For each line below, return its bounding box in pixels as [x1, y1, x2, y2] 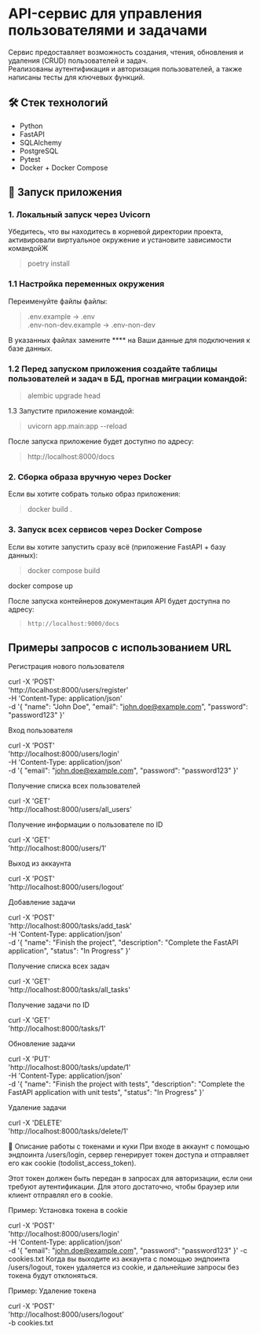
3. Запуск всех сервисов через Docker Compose [8, 524, 203, 535]
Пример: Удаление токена [8, 1286, 97, 1295]
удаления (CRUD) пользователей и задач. [8, 56, 148, 65]
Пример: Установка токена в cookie [8, 1206, 128, 1215]
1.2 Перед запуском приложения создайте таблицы [8, 363, 218, 374]
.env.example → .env [27, 311, 96, 321]
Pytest [19, 154, 41, 164]
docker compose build [27, 565, 101, 575]
